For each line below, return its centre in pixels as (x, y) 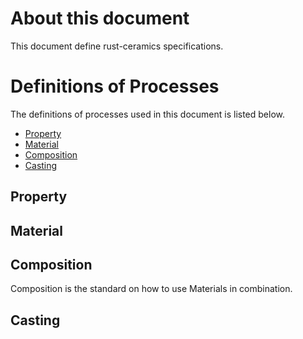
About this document (100, 18)
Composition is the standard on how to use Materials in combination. (151, 289)
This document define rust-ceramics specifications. (117, 46)
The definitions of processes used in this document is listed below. (147, 114)
